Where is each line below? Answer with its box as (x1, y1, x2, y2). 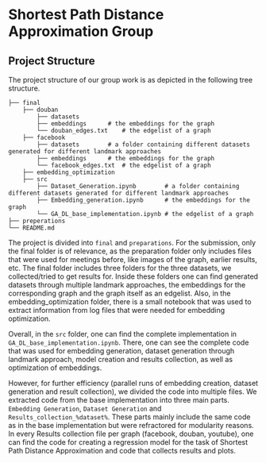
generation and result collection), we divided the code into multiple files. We (8, 387, 257, 396)
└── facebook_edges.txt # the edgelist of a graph (37, 161, 212, 169)
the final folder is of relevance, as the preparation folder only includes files (8, 246, 252, 256)
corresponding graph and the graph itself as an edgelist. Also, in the (8, 288, 231, 298)
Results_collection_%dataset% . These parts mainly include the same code (8, 412, 251, 422)
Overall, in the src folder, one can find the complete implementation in (8, 330, 237, 338)
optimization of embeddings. (8, 363, 102, 372)
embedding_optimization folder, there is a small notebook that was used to (8, 297, 252, 307)
